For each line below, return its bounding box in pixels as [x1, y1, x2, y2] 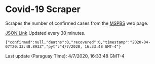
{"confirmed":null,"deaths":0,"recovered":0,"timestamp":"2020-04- [5, 39, 151, 45]
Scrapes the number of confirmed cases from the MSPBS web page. [5, 20, 148, 26]
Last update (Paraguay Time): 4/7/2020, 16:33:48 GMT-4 [5, 53, 125, 59]
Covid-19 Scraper [5, 4, 81, 15]
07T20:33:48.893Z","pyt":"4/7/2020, [5, 44, 83, 49]
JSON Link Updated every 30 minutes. [5, 30, 86, 36]
